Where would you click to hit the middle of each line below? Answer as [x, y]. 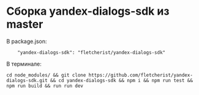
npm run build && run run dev [45, 86]
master [25, 24]
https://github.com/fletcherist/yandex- [141, 75]
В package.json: [27, 41]
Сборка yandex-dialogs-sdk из [88, 11]
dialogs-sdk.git [27, 80]
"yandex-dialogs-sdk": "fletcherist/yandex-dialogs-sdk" [92, 52]
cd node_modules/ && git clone [46, 75]
